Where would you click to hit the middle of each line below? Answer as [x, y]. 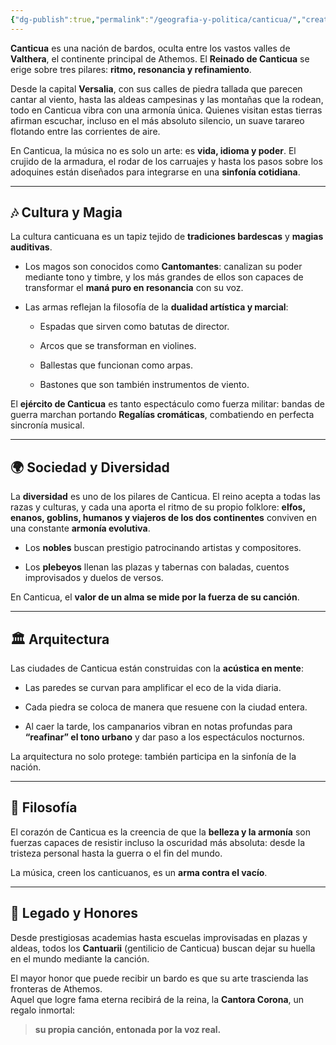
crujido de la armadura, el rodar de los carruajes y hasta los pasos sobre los [166, 161]
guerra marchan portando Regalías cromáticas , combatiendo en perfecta [162, 415]
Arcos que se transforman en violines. [118, 346]
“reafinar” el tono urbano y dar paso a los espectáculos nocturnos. [164, 737]
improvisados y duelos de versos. [94, 578]
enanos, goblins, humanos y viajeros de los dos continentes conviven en [163, 518]
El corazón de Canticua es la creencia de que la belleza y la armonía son [160, 832]
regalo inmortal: [43, 1010]
